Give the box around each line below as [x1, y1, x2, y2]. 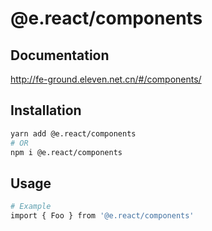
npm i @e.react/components [10, 147, 123, 157]
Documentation [10, 47, 110, 64]
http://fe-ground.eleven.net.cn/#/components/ [10, 73, 202, 85]
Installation [10, 102, 82, 119]
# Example [10, 202, 52, 212]
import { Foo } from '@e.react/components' [10, 211, 195, 221]
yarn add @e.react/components [10, 128, 137, 139]
